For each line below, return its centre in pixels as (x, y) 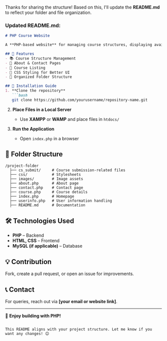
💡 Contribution (28, 262)
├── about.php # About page (44, 183)
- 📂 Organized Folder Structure (39, 77)
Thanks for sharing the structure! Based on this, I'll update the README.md (83, 7)
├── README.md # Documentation (47, 205)
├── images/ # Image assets (46, 179)
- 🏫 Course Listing (25, 68)
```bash (20, 95)
